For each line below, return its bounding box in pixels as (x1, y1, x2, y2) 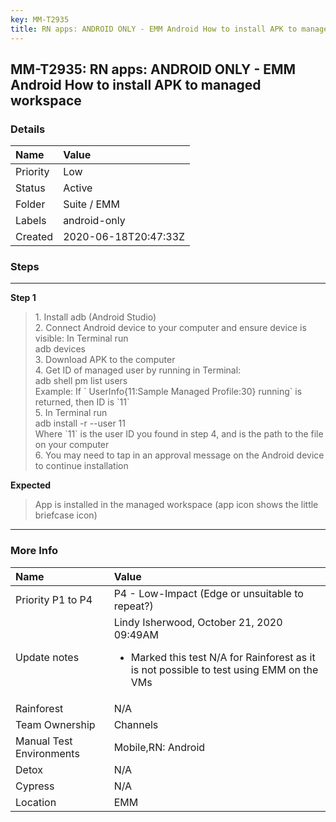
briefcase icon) (34, 509, 98, 521)
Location (15, 795, 57, 809)
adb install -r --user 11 (34, 417, 126, 430)
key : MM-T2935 (10, 14, 70, 25)
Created (15, 230, 54, 244)
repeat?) (113, 599, 154, 613)
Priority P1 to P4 (15, 592, 93, 606)
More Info (10, 544, 59, 558)
